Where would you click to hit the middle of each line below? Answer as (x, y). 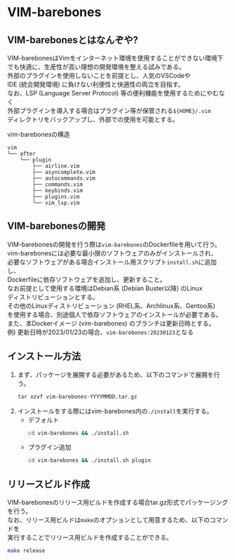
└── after (22, 154)
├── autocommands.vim (64, 178)
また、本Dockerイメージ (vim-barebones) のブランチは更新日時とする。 (111, 323)
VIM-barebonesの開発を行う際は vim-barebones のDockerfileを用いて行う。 (114, 244)
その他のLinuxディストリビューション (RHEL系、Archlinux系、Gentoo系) (112, 305)
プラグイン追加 (49, 447)
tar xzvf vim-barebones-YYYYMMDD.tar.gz (77, 396)
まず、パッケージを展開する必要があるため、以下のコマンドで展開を (115, 374)
